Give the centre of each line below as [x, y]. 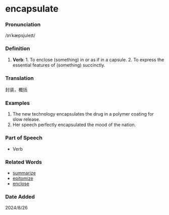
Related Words [23, 162]
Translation [19, 78]
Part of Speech [24, 138]
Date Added [20, 196]
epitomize [23, 178]
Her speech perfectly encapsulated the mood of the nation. [74, 125]
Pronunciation [23, 25]
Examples [18, 103]
